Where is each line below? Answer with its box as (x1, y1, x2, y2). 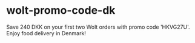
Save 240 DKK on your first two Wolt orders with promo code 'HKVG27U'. (6, 23, 190, 30)
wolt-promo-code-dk (6, 4, 116, 17)
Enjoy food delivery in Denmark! (6, 29, 87, 36)
